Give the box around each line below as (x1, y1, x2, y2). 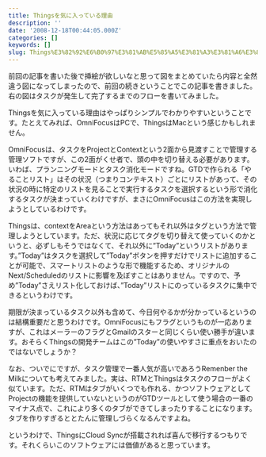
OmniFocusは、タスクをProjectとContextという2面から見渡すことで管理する (8, 144, 257, 154)
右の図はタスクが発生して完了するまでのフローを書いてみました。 (8, 91, 223, 100)
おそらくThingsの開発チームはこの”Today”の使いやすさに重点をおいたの (21, 337, 257, 346)
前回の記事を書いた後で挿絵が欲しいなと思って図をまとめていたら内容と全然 (8, 71, 258, 80)
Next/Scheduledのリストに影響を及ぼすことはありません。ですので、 (8, 271, 234, 280)
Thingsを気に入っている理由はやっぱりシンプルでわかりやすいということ (8, 108, 245, 117)
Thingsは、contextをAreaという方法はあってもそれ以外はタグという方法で (8, 221, 250, 230)
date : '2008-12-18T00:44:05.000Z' (8, 26, 123, 34)
